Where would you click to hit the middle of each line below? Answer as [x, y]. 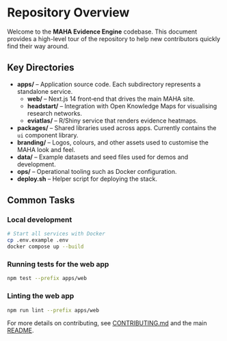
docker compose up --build [45, 247]
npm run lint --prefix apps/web [53, 310]
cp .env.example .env [38, 240]
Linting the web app [41, 296]
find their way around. [38, 46]
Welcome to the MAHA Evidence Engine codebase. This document [102, 31]
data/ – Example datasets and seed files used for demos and [103, 157]
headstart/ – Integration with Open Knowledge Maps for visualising [122, 106]
